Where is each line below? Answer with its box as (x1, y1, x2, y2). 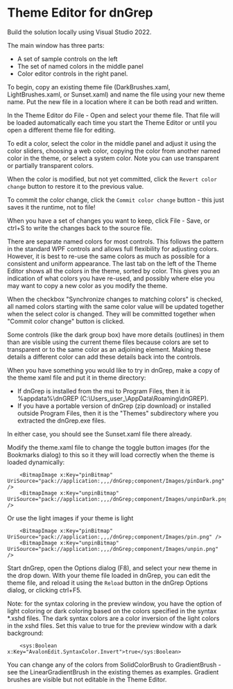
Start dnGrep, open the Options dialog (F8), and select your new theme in (7, 563, 217, 572)
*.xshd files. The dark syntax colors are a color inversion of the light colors (7, 614, 220, 622)
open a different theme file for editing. (7, 126, 116, 134)
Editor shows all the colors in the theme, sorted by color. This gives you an (7, 266, 220, 275)
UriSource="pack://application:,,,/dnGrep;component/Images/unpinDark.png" (7, 495, 231, 502)
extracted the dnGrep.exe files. (17, 416, 106, 425)
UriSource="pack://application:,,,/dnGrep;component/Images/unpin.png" (7, 545, 218, 552)
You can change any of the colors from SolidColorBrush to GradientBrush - (7, 661, 222, 669)
